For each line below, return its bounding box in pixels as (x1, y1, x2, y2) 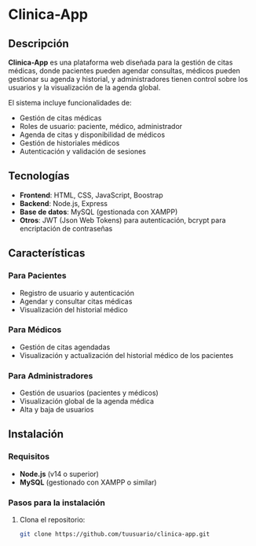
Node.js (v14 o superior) (19, 469, 100, 478)
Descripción (8, 37, 69, 50)
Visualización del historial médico (19, 304, 128, 314)
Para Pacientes (8, 270, 67, 281)
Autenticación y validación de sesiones (19, 147, 147, 156)
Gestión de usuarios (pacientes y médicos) (19, 388, 159, 398)
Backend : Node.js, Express (19, 198, 108, 208)
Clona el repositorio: (19, 515, 86, 525)
